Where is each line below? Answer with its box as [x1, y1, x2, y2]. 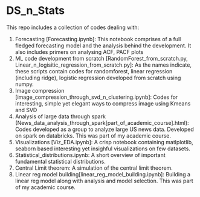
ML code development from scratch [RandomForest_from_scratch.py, [15, 55, 189, 62]
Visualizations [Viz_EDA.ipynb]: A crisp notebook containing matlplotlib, [15, 138, 193, 145]
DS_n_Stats [6, 4, 65, 18]
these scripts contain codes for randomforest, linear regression [15, 67, 173, 75]
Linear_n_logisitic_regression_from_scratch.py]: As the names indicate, [15, 61, 192, 68]
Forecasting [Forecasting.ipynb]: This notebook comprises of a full [15, 35, 181, 42]
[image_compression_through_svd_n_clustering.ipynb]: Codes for [15, 93, 178, 101]
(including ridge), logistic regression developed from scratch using [15, 74, 181, 81]
